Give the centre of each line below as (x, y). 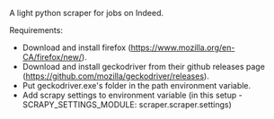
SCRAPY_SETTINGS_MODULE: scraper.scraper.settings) (127, 105)
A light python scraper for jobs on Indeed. (87, 13)
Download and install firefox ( (77, 47)
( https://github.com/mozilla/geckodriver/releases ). (115, 76)
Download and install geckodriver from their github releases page (143, 67)
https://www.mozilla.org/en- (183, 47)
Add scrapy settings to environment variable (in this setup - (132, 95)
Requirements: (36, 30)
